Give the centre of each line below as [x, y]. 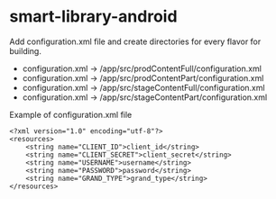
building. [26, 50]
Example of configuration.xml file [71, 114]
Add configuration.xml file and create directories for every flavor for [135, 41]
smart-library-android [93, 17]
